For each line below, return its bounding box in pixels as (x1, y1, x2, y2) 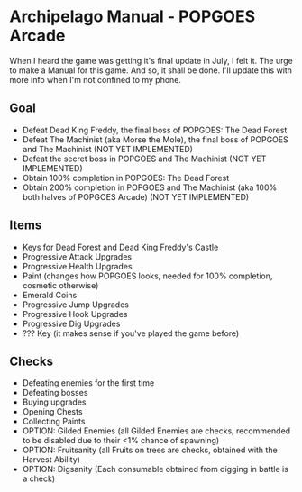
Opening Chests (22, 406, 83, 417)
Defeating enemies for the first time (22, 378, 155, 388)
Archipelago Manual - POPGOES (9, 6, 255, 27)
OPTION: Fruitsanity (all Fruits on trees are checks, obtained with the (22, 444, 278, 456)
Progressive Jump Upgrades (22, 299, 129, 310)
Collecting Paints (22, 416, 86, 427)
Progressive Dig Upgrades (22, 318, 121, 329)
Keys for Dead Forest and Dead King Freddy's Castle (22, 241, 219, 252)
